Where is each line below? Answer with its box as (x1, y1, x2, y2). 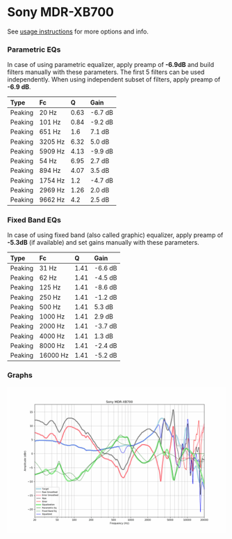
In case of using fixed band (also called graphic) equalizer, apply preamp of (7, 231, 224, 239)
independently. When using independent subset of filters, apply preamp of (7, 75, 221, 84)
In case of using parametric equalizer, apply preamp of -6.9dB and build (7, 61, 215, 69)
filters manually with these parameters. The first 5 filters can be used (7, 68, 205, 77)
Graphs (7, 370, 33, 380)
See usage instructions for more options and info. (7, 27, 149, 36)
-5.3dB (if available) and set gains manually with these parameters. (7, 238, 199, 247)
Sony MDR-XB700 (7, 4, 115, 20)
